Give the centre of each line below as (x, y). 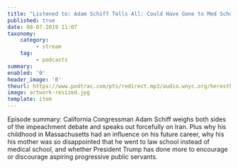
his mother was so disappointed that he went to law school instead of (109, 142)
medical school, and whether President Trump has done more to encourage (118, 149)
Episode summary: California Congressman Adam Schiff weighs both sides (117, 119)
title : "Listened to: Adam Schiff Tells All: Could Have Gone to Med (112, 14)
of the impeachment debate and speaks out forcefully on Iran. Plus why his (117, 127)
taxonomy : (22, 34)
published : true (31, 20)
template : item (30, 100)
